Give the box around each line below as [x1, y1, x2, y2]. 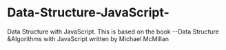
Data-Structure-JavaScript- [7, 5, 170, 21]
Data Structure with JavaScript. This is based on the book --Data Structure [7, 27, 219, 36]
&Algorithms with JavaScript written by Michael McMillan [7, 34, 169, 42]
